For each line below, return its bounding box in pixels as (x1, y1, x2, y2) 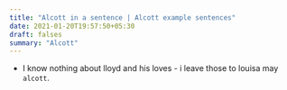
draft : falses (9, 30, 63, 39)
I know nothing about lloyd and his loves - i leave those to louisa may (22, 63, 279, 74)
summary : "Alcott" (9, 38, 79, 48)
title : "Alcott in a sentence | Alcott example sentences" (9, 13, 236, 22)
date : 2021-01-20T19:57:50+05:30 (9, 22, 135, 31)
